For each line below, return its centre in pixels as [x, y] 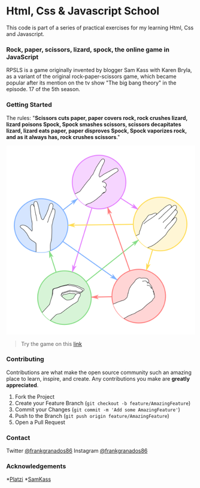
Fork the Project [35, 396]
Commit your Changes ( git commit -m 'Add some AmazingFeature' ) [98, 409]
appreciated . [22, 385]
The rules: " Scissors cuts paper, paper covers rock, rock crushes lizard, [97, 118]
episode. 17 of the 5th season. [43, 89]
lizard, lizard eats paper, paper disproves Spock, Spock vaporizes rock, [96, 131]
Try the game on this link [51, 344]
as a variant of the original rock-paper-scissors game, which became [91, 77]
